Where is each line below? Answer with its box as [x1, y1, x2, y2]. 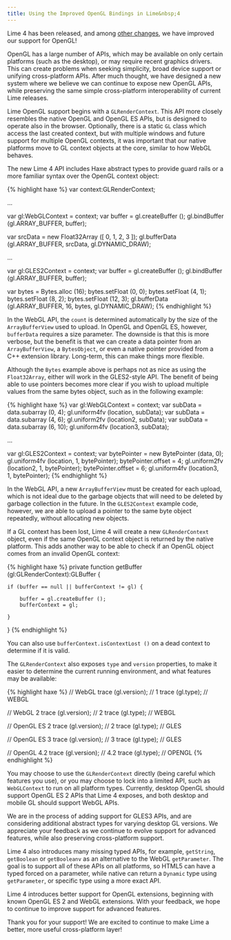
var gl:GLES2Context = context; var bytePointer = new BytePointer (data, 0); [7, 449, 224, 457]
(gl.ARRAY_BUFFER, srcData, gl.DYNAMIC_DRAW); [7, 239, 152, 248]
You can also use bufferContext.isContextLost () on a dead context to [7, 639, 210, 647]
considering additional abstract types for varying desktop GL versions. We [7, 819, 219, 828]
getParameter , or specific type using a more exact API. [7, 877, 161, 885]
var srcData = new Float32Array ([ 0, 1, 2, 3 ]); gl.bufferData [7, 232, 177, 241]
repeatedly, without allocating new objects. [7, 514, 130, 522]
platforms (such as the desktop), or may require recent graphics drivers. [7, 57, 212, 66]
